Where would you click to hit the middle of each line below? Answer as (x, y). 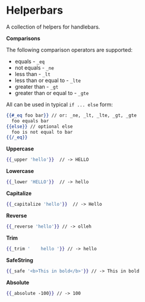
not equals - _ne (34, 67)
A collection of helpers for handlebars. (53, 27)
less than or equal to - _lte (48, 80)
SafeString (20, 260)
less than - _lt (32, 74)
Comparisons (23, 38)
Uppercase (20, 149)
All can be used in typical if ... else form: (59, 104)
